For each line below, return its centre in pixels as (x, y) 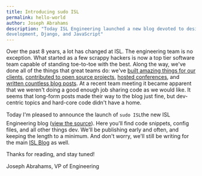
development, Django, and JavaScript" (55, 34)
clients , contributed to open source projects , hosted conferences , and (93, 77)
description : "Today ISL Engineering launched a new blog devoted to (95, 29)
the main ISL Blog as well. (38, 143)
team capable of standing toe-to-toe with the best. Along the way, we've (96, 64)
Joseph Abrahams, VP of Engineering (53, 166)
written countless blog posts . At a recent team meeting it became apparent (99, 83)
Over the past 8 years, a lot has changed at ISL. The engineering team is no (100, 51)
